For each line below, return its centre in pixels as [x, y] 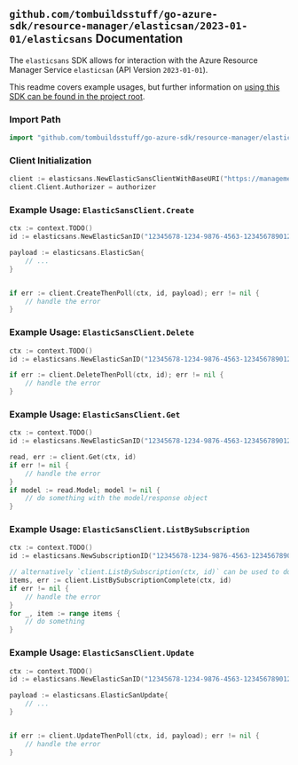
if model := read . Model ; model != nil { [85, 490]
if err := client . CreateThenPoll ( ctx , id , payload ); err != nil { [134, 293]
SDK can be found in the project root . [77, 96]
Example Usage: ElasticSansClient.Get [95, 414]
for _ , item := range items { [65, 613]
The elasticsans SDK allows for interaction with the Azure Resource [134, 60]
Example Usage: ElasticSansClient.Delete [102, 332]
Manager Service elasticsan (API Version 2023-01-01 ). [109, 69]
